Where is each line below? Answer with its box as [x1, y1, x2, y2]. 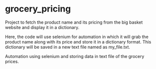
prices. [5, 58, 19, 64]
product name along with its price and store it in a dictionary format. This [5, 39, 152, 44]
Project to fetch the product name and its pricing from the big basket [5, 19, 143, 25]
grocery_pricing [5, 3, 71, 14]
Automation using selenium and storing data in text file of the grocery [5, 53, 145, 59]
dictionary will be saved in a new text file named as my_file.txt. [5, 44, 130, 50]
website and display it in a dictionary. [5, 24, 79, 30]
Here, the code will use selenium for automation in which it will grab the [5, 34, 149, 40]
